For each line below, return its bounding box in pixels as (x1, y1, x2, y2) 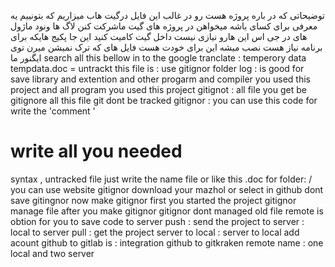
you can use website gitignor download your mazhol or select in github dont (10, 183, 324, 195)
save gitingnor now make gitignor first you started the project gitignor (10, 194, 297, 206)
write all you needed (10, 140, 183, 163)
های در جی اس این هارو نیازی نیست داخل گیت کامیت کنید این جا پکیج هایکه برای (10, 31, 308, 42)
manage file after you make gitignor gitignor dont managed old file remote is (10, 205, 324, 217)
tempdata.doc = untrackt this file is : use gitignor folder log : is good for (10, 63, 305, 74)
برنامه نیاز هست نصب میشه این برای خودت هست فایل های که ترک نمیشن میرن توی (10, 41, 323, 53)
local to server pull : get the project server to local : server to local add (10, 226, 300, 238)
